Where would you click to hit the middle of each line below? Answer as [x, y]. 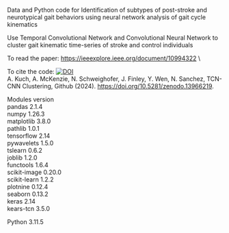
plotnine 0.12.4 [28, 187]
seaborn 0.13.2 [28, 194]
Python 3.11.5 [26, 222]
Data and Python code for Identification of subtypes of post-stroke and [107, 10]
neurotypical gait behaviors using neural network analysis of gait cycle [107, 17]
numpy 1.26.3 [26, 114]
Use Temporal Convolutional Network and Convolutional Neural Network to [113, 38]
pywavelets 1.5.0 [30, 143]
